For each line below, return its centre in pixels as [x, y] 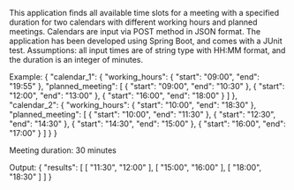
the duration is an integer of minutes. [76, 60]
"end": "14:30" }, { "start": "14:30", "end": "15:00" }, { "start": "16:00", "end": [148, 124]
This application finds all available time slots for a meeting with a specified [144, 13]
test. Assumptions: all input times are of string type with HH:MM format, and [147, 50]
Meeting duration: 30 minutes [63, 150]
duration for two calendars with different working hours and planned [133, 22]
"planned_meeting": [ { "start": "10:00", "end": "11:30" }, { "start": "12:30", [143, 114]
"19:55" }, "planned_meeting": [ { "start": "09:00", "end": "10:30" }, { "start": [147, 86]
